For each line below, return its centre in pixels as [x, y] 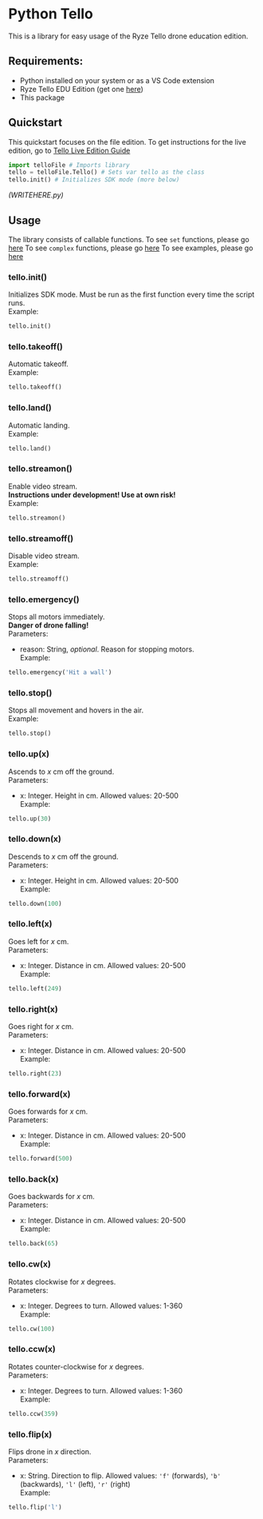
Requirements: [46, 61]
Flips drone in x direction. [50, 1451]
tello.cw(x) [30, 1264]
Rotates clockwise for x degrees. [62, 1282]
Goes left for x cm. [39, 941]
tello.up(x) [29, 754]
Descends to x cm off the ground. [63, 856]
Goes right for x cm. [41, 1027]
